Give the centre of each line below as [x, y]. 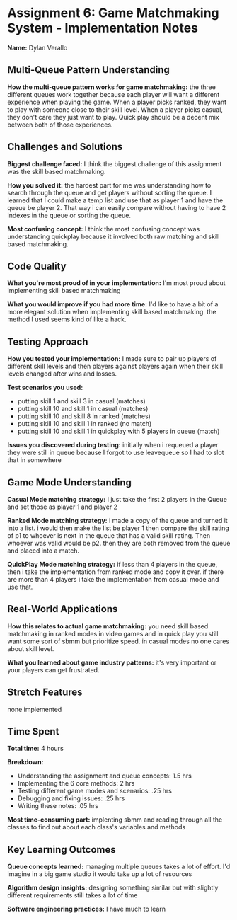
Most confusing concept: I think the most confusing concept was [104, 229]
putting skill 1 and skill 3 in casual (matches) [82, 401]
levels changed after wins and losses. [62, 374]
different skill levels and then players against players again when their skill [115, 367]
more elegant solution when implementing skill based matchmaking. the [112, 312]
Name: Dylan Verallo [37, 47]
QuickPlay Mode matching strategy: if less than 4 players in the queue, [112, 564]
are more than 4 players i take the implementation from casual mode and [113, 579]
